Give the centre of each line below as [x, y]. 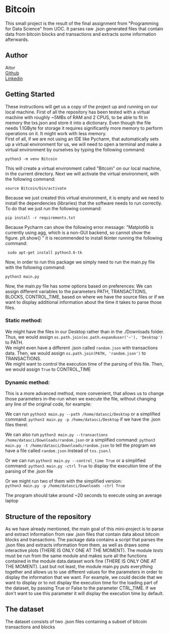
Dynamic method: [27, 382]
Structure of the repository [48, 517]
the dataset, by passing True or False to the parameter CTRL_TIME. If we [81, 588]
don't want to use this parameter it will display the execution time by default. [84, 593]
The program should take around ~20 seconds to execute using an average [84, 495]
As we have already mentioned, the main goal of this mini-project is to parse [84, 529]
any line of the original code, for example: [48, 404]
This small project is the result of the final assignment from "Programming [82, 23]
